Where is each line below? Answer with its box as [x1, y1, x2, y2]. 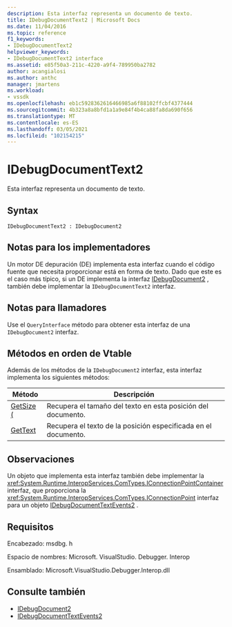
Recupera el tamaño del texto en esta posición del [46, 401, 209, 411]
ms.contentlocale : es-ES [7, 119, 79, 126]
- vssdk [7, 94, 30, 101]
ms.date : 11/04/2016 [7, 23, 67, 30]
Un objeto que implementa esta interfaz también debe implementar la [7, 472, 205, 480]
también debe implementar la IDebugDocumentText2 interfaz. [7, 282, 176, 290]
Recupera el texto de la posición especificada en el [46, 421, 212, 431]
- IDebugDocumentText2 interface [7, 55, 104, 62]
